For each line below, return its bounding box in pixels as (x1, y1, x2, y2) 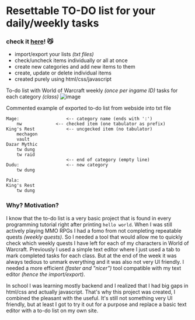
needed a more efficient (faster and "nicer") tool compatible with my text (6, 264, 182, 271)
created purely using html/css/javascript (14, 76, 112, 83)
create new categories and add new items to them (14, 63, 135, 70)
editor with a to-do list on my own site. (6, 307, 99, 314)
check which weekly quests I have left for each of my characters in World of (6, 239, 189, 247)
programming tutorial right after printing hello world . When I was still (6, 221, 172, 228)
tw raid (16, 152, 35, 158)
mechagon (16, 131, 38, 137)
